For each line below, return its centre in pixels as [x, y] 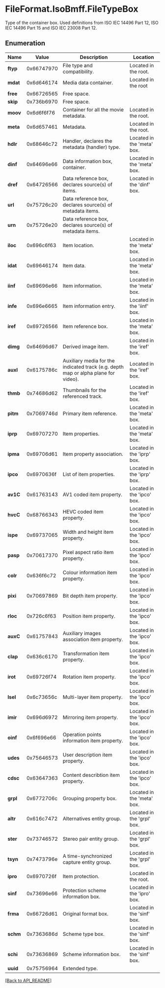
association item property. [93, 639]
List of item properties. [89, 474]
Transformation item [86, 653]
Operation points [82, 734]
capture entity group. [87, 862]
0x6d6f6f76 [41, 112]
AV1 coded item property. [93, 494]
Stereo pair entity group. [91, 839]
